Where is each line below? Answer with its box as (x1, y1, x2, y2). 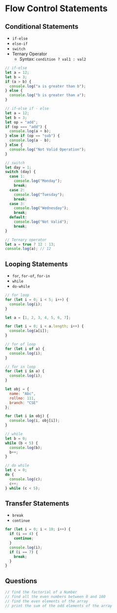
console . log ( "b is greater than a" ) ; (9, 93, 86, 98)
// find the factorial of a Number (5, 590, 78, 595)
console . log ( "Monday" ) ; (14, 179, 62, 184)
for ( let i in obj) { (5, 414, 49, 419)
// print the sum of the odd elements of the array (5, 603, 112, 608)
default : (9, 215, 27, 220)
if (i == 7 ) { (9, 550, 38, 554)
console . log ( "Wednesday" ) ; (14, 206, 69, 211)
